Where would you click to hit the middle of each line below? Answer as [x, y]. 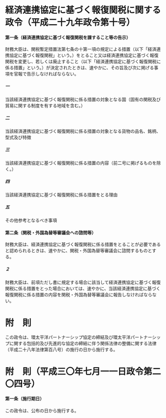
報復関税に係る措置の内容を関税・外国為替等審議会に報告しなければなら [79, 295]
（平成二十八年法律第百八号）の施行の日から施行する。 [61, 350]
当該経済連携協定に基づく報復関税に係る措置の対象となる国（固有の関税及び [83, 100]
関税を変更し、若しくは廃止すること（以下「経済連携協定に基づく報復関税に [83, 62]
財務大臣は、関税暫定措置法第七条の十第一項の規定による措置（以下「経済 [81, 49]
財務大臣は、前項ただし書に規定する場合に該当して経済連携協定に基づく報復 [83, 282]
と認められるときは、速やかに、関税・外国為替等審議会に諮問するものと [79, 251]
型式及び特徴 [18, 137]
